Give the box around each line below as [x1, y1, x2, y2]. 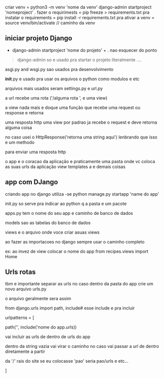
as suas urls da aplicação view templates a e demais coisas [5, 164, 126, 170]
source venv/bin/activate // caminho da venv [5, 20, 96, 26]
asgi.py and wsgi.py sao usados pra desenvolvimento [5, 66, 114, 72]
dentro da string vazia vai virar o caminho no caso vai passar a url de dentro [5, 344, 160, 349]
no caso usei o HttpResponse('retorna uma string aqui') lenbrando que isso [5, 134, 158, 140]
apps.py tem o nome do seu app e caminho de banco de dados [5, 210, 134, 216]
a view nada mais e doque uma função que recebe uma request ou [5, 104, 141, 110]
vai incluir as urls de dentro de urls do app [5, 334, 91, 340]
